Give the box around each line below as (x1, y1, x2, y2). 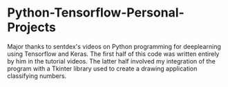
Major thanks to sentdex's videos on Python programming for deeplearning (7, 42, 221, 50)
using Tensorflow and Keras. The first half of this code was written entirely (7, 50, 220, 58)
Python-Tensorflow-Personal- (7, 5, 184, 21)
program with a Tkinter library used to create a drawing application (7, 64, 198, 72)
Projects (7, 19, 57, 35)
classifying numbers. (7, 71, 67, 80)
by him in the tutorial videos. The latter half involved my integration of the (7, 57, 216, 65)
